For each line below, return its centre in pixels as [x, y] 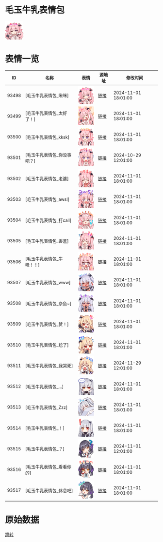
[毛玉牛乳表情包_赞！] [47, 324]
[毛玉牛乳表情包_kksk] [47, 137]
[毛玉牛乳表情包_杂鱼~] [48, 303]
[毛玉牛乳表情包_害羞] [47, 241]
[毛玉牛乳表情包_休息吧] [49, 490]
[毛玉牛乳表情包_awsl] [47, 199]
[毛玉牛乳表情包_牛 [44, 259]
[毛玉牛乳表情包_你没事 [48, 155]
